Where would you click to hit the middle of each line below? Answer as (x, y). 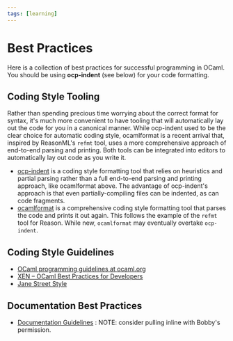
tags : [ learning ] (32, 14)
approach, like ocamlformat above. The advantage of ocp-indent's (113, 186)
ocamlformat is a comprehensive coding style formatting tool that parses (121, 208)
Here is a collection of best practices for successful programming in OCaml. (116, 68)
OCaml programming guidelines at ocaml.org (81, 269)
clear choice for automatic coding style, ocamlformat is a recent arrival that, (116, 136)
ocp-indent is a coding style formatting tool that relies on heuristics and (120, 171)
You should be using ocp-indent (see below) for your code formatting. (109, 74)
